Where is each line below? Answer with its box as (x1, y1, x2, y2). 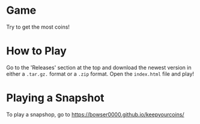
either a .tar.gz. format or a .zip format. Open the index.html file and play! (6, 70, 194, 77)
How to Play (6, 44, 67, 58)
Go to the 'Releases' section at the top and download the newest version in (6, 64, 192, 71)
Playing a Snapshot (6, 91, 105, 105)
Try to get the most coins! (6, 23, 70, 30)
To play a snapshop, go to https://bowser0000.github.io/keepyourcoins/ (6, 111, 184, 118)
